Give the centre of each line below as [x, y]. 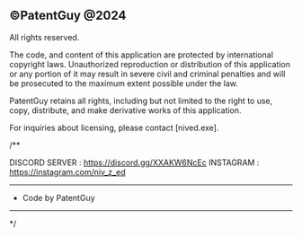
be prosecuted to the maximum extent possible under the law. [124, 83]
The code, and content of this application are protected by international [142, 55]
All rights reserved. [44, 37]
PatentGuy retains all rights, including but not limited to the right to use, [141, 101]
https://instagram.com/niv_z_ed [67, 171]
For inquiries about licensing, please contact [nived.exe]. [114, 127]
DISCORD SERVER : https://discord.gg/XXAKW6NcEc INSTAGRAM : [134, 162]
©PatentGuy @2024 [68, 16]
